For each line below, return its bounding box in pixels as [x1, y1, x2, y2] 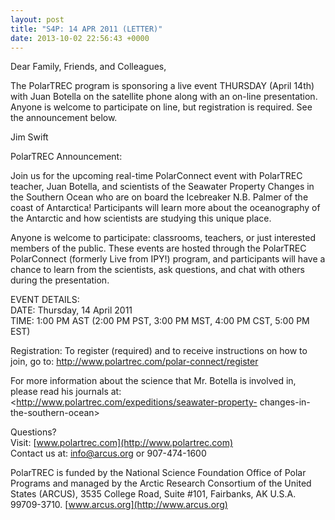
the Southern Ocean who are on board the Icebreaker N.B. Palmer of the [10, 191, 309, 203]
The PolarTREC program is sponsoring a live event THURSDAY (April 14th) [10, 80, 315, 92]
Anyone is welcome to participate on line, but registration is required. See [10, 101, 313, 113]
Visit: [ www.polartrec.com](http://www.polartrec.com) [10, 437, 234, 449]
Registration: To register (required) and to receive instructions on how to [10, 345, 308, 357]
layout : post [10, 14, 65, 25]
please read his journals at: [10, 386, 122, 398]
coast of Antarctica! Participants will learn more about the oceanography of [10, 202, 321, 214]
